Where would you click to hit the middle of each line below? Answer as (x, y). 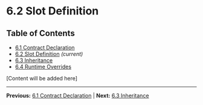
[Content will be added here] (42, 78)
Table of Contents (41, 33)
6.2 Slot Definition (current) (49, 54)
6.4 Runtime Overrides (43, 67)
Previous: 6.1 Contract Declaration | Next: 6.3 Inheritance (78, 95)
